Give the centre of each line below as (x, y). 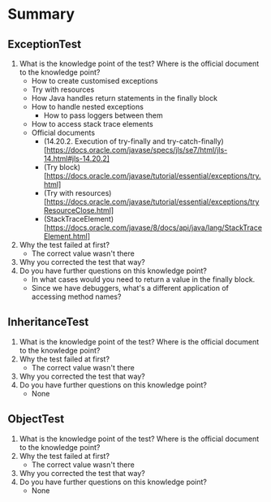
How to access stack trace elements (92, 124)
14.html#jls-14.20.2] (77, 158)
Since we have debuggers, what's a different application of (130, 288)
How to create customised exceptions (95, 81)
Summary (41, 14)
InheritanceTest (48, 322)
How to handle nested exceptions (87, 107)
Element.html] (67, 236)
